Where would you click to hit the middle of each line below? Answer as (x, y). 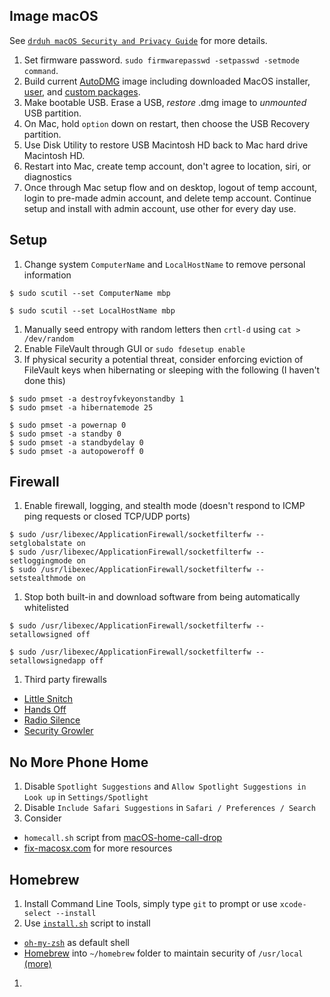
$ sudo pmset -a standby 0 (65, 434)
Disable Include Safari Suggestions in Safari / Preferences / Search (169, 808)
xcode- (293, 905)
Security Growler (58, 731)
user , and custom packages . (82, 91)
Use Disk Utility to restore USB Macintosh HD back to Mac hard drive (166, 145)
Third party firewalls (65, 680)
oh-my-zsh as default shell (76, 943)
